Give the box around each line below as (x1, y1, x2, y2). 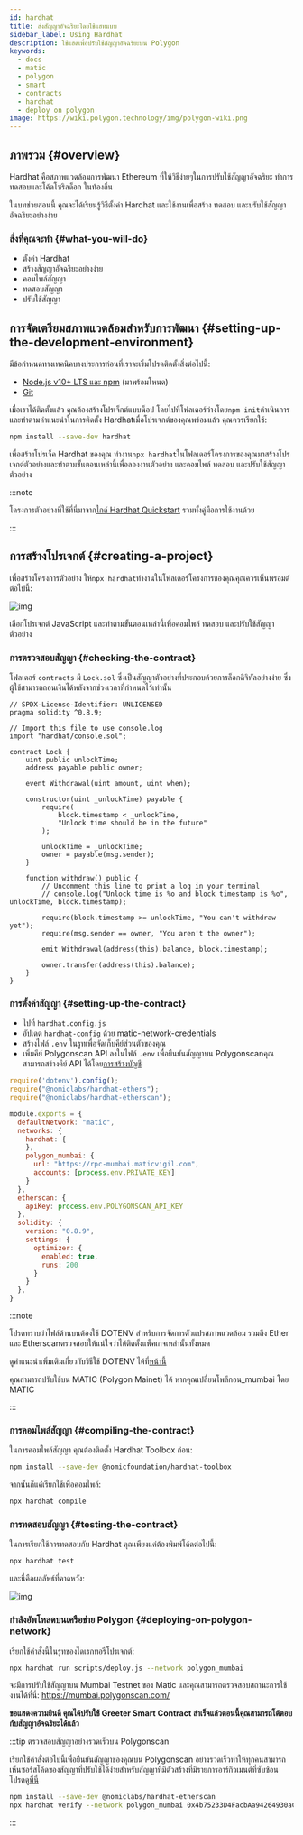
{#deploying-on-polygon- (135, 1614, 252, 1627)
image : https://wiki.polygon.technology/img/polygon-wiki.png (9, 114, 248, 123)
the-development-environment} (9, 335, 194, 350)
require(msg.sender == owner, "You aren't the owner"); (41, 929, 256, 938)
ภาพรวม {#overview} (9, 147, 120, 162)
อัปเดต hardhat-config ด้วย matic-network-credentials (22, 1028, 216, 1038)
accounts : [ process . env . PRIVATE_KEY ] (32, 1168, 176, 1177)
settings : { (25, 1235, 70, 1245)
